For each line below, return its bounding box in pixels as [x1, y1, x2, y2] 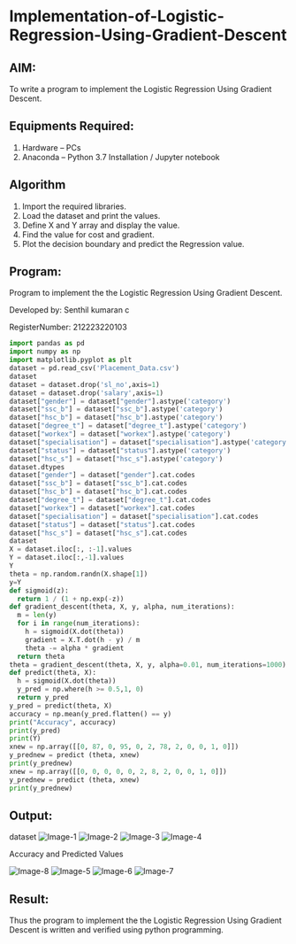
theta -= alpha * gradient [25, 644, 125, 653]
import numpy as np [9, 347, 81, 356]
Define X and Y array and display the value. [21, 220, 180, 230]
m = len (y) [17, 611, 57, 620]
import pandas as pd [9, 339, 86, 348]
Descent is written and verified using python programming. [9, 925, 224, 935]
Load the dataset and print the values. [21, 210, 161, 221]
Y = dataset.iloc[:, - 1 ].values [9, 553, 125, 562]
